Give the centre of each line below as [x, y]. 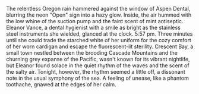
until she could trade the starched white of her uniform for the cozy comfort [99, 40]
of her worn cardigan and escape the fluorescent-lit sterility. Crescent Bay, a [100, 46]
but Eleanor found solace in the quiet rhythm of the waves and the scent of [98, 65]
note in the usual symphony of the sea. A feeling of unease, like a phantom [97, 78]
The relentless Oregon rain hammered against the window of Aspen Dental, [98, 9]
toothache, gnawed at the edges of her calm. [61, 84]
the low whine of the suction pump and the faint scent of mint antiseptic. [95, 21]
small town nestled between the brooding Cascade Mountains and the [92, 53]
